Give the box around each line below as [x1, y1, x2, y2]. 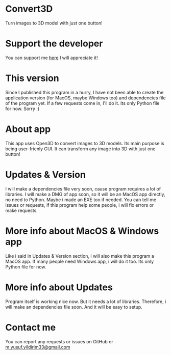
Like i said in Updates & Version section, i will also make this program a [5, 253, 154, 259]
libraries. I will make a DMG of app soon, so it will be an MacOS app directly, [5, 191, 165, 197]
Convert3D [5, 3, 53, 15]
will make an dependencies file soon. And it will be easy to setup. [5, 304, 143, 310]
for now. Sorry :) [5, 105, 40, 112]
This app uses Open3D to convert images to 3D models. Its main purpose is [5, 140, 164, 146]
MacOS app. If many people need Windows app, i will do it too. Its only [5, 258, 154, 264]
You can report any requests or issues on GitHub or [5, 338, 113, 344]
